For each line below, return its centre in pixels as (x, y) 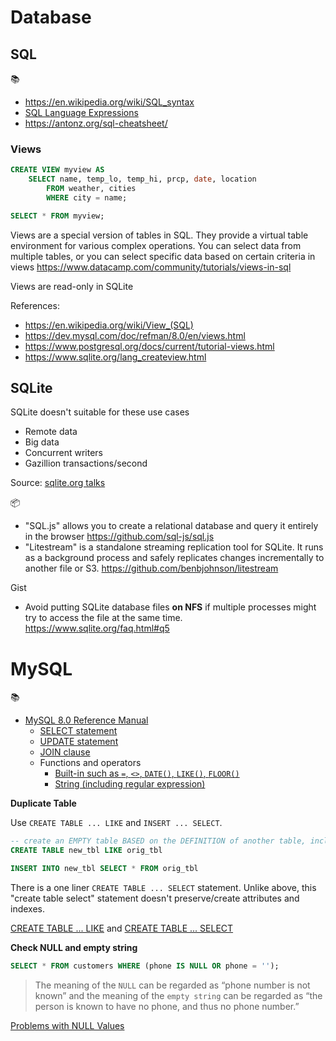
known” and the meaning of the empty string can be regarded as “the (178, 995)
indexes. (27, 909)
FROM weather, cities (91, 189)
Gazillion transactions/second (86, 463)
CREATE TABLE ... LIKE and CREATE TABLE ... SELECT (122, 928)
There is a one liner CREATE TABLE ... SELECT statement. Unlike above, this (163, 888)
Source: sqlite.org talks (58, 483)
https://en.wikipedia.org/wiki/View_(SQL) (109, 325)
